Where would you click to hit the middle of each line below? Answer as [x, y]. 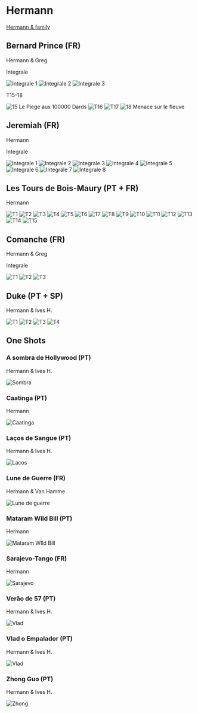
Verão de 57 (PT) [31, 599]
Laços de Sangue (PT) [39, 438]
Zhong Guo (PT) [30, 679]
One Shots [26, 341]
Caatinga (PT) [27, 398]
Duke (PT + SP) [35, 296]
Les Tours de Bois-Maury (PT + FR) [72, 188]
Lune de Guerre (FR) [36, 478]
